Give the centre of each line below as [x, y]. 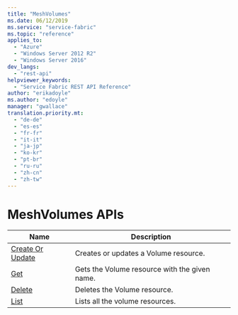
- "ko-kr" [28, 153]
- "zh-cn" [28, 172]
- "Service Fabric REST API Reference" [73, 87]
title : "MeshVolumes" [39, 14]
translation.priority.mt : [45, 113]
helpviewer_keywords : [39, 80]
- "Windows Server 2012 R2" [55, 54]
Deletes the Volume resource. [124, 290]
